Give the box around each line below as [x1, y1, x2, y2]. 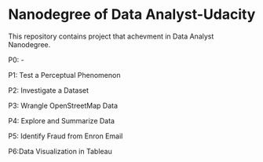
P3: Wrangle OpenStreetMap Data [8, 101, 119, 110]
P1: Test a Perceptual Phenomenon [8, 70, 121, 79]
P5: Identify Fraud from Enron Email [8, 131, 123, 141]
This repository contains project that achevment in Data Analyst [8, 31, 214, 41]
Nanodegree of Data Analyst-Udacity [8, 6, 256, 24]
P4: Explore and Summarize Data [8, 116, 115, 125]
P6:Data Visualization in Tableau [8, 146, 112, 156]
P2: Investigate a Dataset [8, 85, 89, 95]
